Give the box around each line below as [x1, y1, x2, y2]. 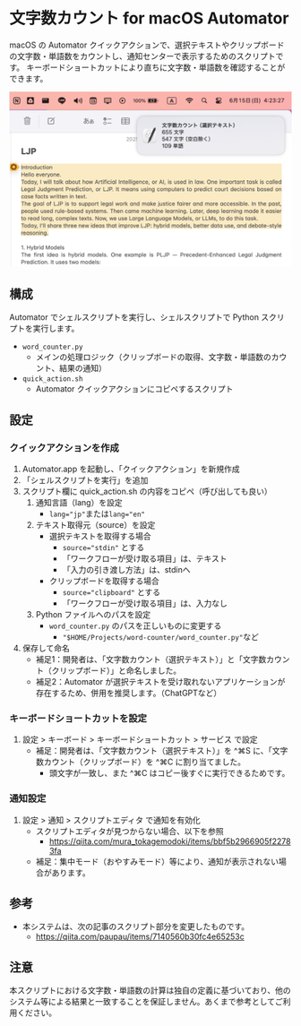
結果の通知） [59, 363, 107, 374]
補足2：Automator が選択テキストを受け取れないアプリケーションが [35, 676, 286, 686]
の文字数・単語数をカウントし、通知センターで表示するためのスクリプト [9, 50, 276, 61]
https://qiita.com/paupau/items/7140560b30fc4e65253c [35, 931, 245, 942]
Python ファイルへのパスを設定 [35, 608, 151, 619]
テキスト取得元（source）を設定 [35, 519, 156, 530]
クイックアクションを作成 [9, 441, 119, 453]
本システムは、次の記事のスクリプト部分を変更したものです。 [21, 921, 249, 932]
